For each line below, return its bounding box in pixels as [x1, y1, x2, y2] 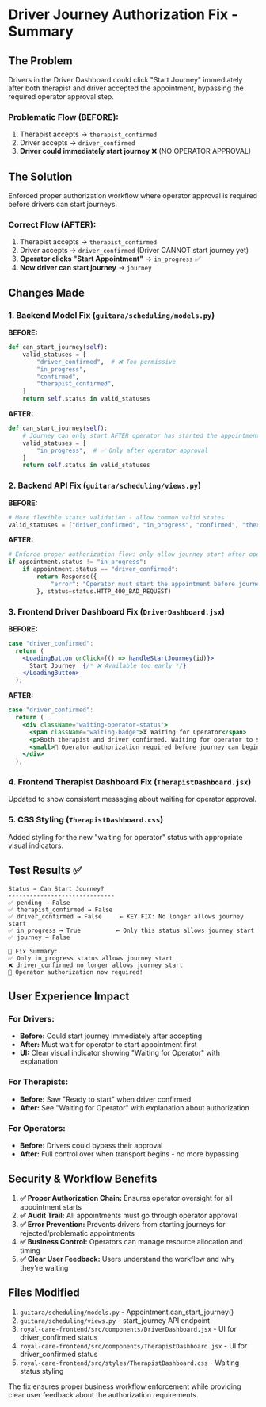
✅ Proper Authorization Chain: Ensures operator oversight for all [19, 1193, 233, 1202]
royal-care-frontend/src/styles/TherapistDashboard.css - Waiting [19, 1358, 240, 1367]
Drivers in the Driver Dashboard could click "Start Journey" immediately [8, 75, 243, 84]
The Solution [8, 170, 73, 183]
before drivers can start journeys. [8, 200, 117, 209]
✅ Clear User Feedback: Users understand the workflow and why [19, 1254, 235, 1263]
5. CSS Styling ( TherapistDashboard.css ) [8, 815, 164, 826]
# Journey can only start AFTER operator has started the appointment [22, 431, 260, 439]
